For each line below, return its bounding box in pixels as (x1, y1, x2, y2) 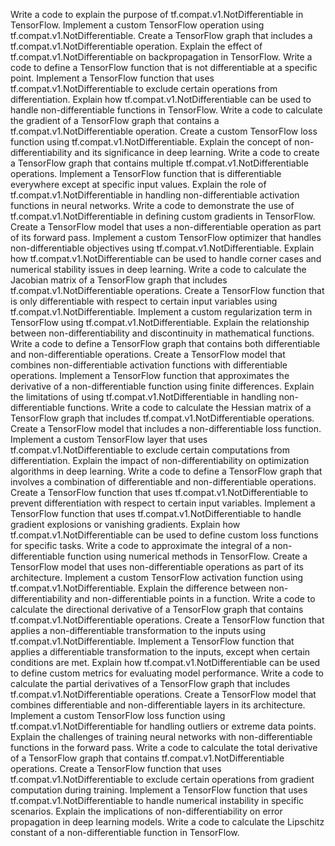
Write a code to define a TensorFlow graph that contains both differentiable (10, 338, 321, 349)
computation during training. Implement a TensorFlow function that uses (10, 784, 308, 796)
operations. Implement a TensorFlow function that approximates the (10, 370, 290, 381)
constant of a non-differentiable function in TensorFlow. (10, 827, 240, 838)
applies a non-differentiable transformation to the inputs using (10, 625, 267, 636)
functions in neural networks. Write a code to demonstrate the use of (10, 200, 295, 211)
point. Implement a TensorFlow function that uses (10, 72, 215, 84)
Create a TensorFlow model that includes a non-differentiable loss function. (10, 423, 322, 434)
